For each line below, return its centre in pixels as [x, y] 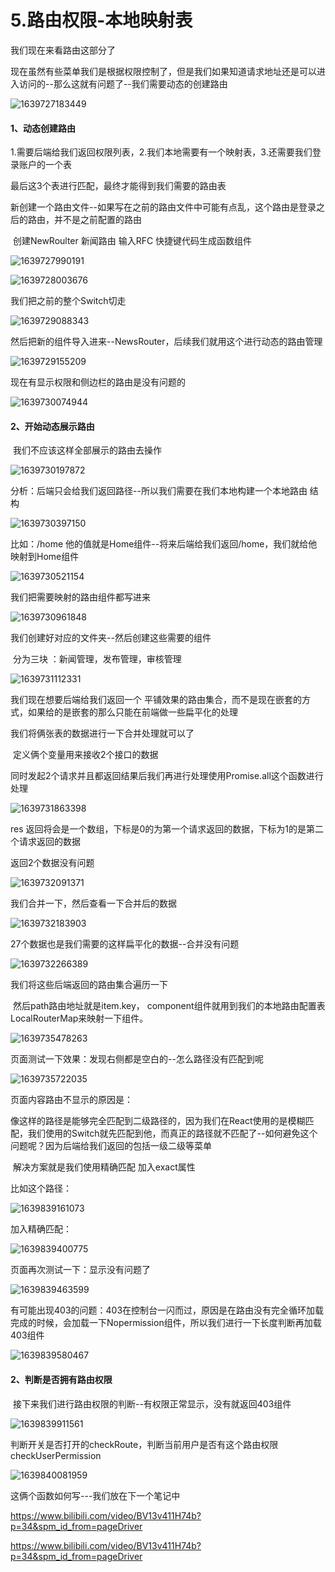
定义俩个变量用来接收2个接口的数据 [85, 755]
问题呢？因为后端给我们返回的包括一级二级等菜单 [111, 1146]
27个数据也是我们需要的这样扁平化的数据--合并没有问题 [125, 944]
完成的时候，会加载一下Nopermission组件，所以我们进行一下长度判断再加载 [166, 1323]
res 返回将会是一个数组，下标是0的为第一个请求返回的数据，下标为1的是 [158, 829]
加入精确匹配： [41, 1229]
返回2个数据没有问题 [52, 863]
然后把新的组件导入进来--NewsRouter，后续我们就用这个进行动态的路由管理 [166, 342]
